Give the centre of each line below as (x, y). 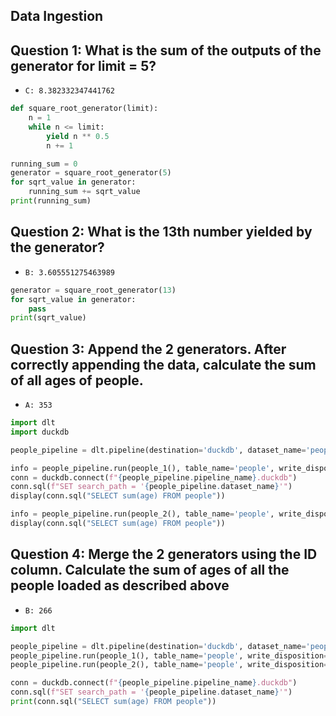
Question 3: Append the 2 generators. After (148, 349)
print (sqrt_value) (48, 318)
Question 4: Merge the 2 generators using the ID (164, 554)
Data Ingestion (57, 16)
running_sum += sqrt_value (84, 192)
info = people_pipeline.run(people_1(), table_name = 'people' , (142, 468)
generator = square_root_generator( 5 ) (91, 173)
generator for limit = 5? (83, 65)
